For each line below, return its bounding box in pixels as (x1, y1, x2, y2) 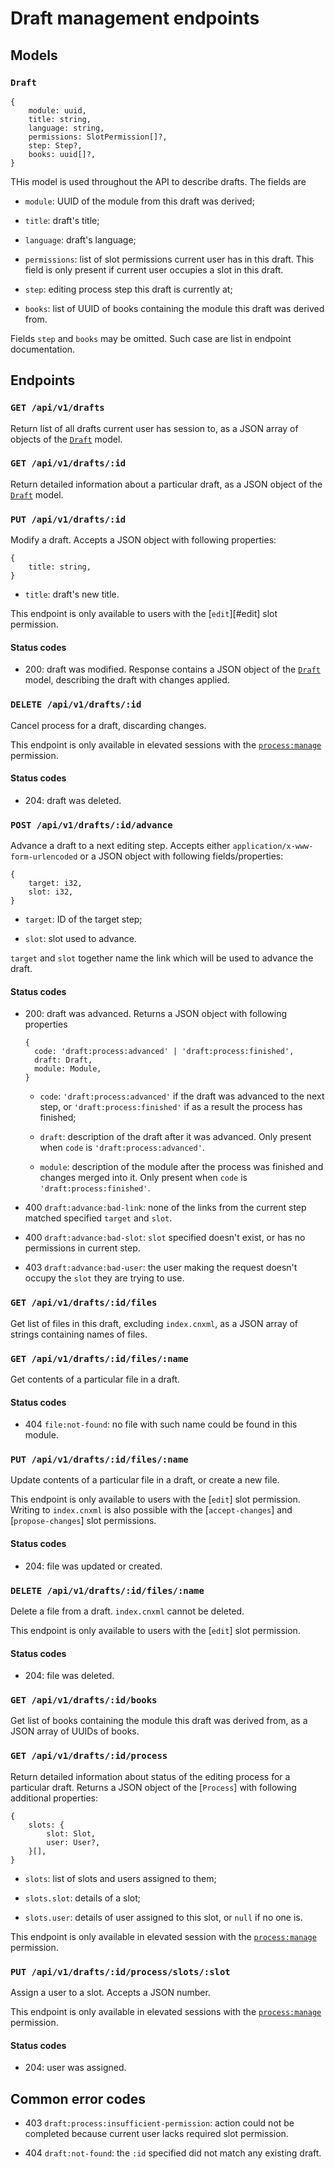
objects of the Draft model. (10, 433, 123, 445)
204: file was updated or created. (24, 1560, 163, 1572)
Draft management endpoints (10, 7, 260, 30)
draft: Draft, (34, 1055, 93, 1066)
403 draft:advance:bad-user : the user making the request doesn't (24, 1262, 298, 1274)
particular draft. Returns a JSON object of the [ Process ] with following (10, 1781, 297, 1793)
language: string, (28, 123, 105, 133)
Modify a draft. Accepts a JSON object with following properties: (10, 534, 277, 546)
